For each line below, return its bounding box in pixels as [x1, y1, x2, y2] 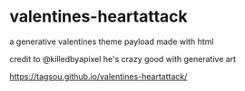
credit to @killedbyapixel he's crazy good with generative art [9, 53, 237, 64]
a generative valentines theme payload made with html [9, 36, 214, 47]
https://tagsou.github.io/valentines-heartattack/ [9, 70, 188, 82]
